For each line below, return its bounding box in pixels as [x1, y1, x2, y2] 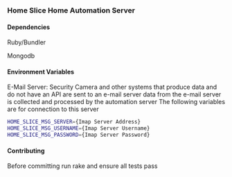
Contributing [7, 146, 45, 155]
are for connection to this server [7, 105, 99, 113]
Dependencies [7, 23, 51, 31]
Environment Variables [7, 67, 75, 76]
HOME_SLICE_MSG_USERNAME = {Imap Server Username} [7, 125, 150, 132]
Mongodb [7, 51, 35, 60]
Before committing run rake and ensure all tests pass [7, 162, 158, 170]
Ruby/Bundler [7, 38, 46, 47]
